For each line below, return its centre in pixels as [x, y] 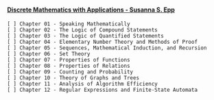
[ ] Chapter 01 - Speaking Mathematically [69, 24]
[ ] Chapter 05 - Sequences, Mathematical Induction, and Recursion [107, 48]
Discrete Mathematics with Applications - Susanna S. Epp [91, 10]
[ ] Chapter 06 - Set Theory [49, 54]
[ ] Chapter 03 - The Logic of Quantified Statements [86, 36]
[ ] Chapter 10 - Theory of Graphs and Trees [73, 78]
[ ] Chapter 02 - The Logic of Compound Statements [82, 30]
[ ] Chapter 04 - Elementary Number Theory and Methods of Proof [102, 42]
